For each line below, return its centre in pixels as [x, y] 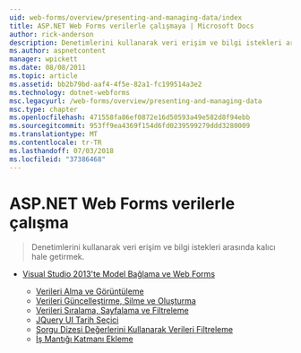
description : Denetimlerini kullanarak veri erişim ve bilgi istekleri [146, 43]
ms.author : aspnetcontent [57, 51]
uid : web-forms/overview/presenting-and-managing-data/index [126, 17]
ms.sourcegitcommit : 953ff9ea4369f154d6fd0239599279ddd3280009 [130, 126]
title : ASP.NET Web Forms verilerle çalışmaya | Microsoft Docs [132, 26]
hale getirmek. [58, 257]
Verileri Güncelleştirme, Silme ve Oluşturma [116, 301]
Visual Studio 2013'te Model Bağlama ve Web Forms [119, 274]
